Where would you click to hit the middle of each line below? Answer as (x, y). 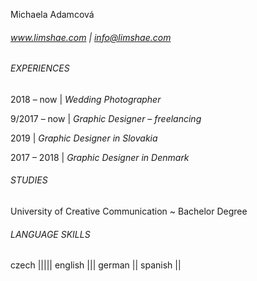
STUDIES (29, 180)
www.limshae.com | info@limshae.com (91, 37)
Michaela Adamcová (52, 14)
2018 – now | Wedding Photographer (86, 99)
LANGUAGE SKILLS (50, 234)
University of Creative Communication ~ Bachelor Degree (129, 211)
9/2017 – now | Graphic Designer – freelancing (106, 118)
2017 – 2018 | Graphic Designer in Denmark (100, 157)
